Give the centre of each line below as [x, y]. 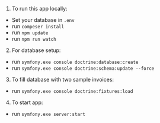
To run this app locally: [39, 9]
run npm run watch [34, 39]
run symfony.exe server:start [49, 114]
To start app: [27, 102]
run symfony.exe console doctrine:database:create [75, 62]
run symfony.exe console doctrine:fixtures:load [72, 91]
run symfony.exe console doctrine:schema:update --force [83, 68]
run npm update [30, 33]
